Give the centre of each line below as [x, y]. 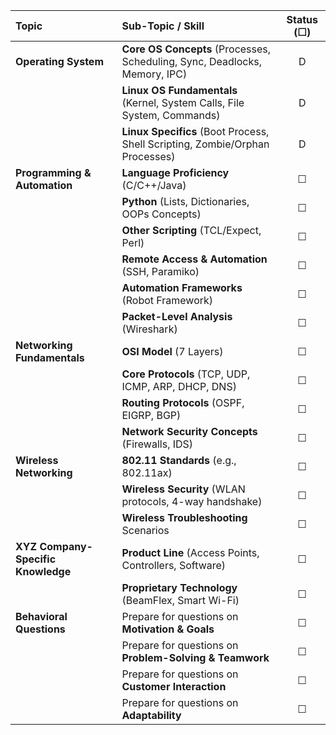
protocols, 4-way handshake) [192, 501]
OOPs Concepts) [161, 214]
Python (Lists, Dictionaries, [185, 201]
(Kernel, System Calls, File [183, 102]
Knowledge [43, 571]
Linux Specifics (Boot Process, [195, 131]
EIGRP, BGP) [151, 415]
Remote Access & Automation [194, 259]
